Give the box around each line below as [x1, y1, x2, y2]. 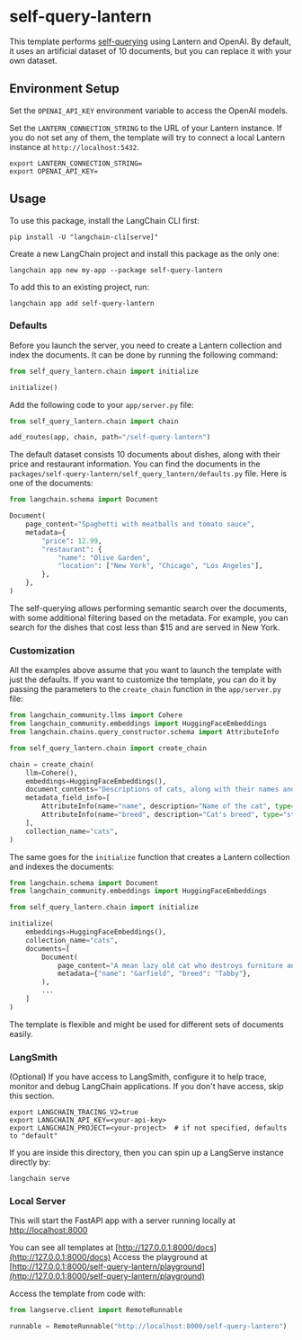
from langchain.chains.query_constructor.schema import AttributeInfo [9, 728, 280, 737]
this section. [9, 1090, 55, 1102]
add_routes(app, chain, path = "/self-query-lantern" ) [9, 433, 211, 442]
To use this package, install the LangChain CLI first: [9, 215, 200, 226]
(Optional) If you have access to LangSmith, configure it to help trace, [9, 1071, 267, 1082]
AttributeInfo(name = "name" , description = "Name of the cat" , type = [41, 802, 296, 811]
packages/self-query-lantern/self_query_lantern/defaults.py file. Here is [9, 468, 288, 479]
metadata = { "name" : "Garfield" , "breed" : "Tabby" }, [57, 969, 252, 979]
